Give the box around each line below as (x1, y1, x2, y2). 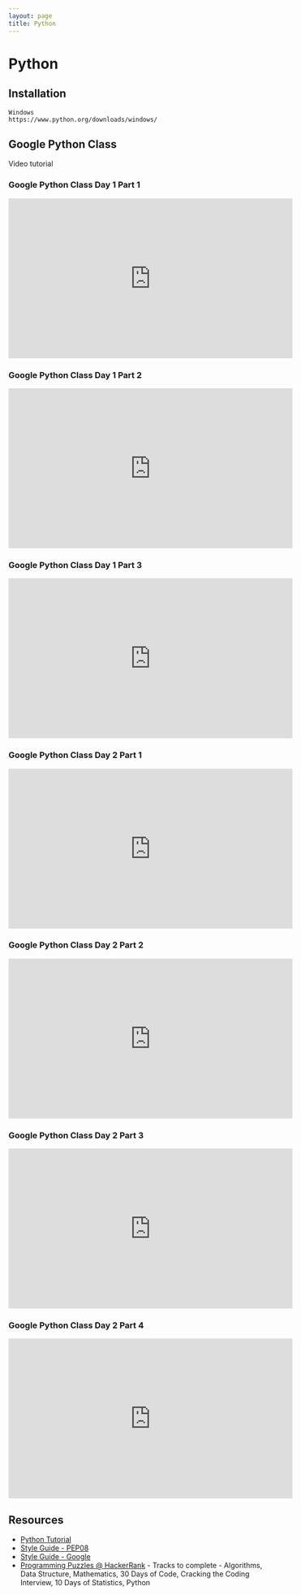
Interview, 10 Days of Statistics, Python (19, 1578, 151, 1588)
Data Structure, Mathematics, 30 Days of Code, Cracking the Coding (19, 1569, 250, 1579)
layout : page (8, 11, 53, 20)
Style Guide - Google (19, 1552, 91, 1562)
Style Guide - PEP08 (19, 1543, 89, 1553)
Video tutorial (8, 159, 54, 169)
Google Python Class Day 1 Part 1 (8, 180, 140, 191)
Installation (8, 87, 67, 101)
